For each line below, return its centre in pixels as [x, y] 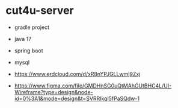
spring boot [29, 50]
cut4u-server [40, 11]
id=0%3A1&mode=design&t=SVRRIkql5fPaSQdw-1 [77, 98]
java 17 [23, 39]
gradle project [32, 27]
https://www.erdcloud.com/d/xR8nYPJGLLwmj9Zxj [77, 74]
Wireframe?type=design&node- [54, 92]
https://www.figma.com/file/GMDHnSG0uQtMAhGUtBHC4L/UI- [93, 86]
